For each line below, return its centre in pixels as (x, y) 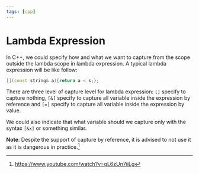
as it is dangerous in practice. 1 (43, 146)
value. (14, 110)
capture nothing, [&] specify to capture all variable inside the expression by (98, 98)
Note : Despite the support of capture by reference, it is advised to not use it (99, 140)
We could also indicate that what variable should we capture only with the (96, 122)
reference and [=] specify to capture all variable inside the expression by (95, 105)
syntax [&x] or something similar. (46, 128)
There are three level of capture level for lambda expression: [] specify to (96, 92)
